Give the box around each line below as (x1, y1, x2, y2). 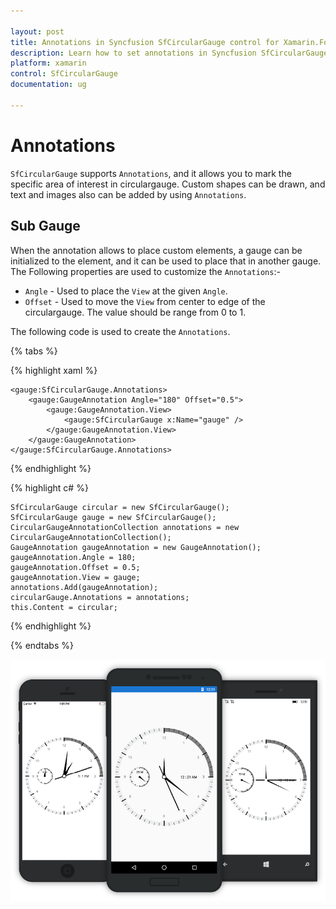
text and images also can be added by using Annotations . (10, 188, 247, 200)
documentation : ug (10, 80, 87, 90)
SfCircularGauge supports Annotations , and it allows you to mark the (10, 167, 292, 179)
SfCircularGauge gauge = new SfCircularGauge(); (10, 512, 217, 522)
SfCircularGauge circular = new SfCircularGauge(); (10, 502, 230, 512)
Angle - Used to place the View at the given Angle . (24, 285, 228, 297)
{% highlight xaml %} (10, 364, 98, 376)
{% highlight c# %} (10, 481, 89, 494)
